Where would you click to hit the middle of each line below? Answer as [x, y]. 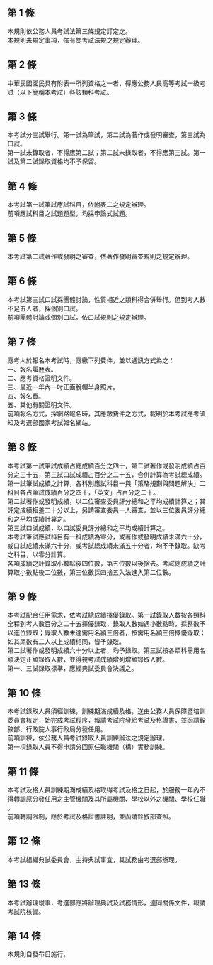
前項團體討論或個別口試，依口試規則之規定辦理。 [79, 317]
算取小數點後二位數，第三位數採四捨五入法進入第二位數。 [91, 572]
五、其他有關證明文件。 [41, 404]
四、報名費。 [26, 396]
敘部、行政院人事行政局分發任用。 [57, 729]
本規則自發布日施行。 [38, 954]
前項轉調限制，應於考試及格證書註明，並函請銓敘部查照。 [91, 816]
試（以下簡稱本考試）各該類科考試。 [60, 92]
